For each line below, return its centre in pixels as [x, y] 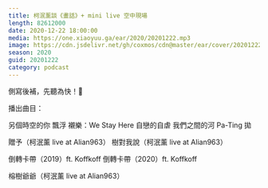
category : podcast [39, 68]
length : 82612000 [37, 23]
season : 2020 [30, 53]
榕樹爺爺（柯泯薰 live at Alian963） [66, 175]
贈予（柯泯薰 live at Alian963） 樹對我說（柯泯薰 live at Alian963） [118, 142]
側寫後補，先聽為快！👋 [46, 91]
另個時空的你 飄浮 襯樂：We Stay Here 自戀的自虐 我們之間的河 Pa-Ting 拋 [130, 125]
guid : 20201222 [33, 61]
